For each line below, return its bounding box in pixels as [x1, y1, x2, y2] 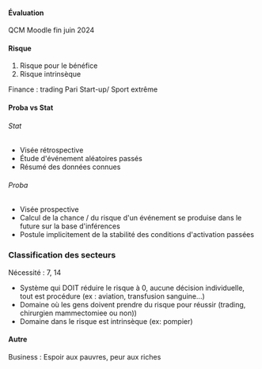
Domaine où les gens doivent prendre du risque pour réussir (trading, [19, 299, 246, 309]
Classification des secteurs [8, 250, 116, 261]
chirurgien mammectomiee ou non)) [19, 308, 137, 318]
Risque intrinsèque [19, 70, 82, 79]
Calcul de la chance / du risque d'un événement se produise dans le [19, 213, 242, 223]
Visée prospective [19, 205, 79, 214]
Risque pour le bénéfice [19, 61, 98, 70]
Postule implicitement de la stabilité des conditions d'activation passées [19, 230, 255, 239]
